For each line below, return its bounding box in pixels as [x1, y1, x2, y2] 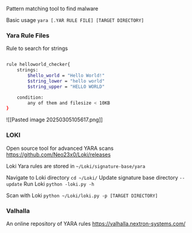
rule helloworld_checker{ [6, 62, 70, 68]
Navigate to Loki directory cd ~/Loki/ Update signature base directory [6, 174, 178, 181]
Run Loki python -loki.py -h [23, 180, 95, 187]
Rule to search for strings [6, 45, 68, 52]
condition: [17, 95, 44, 100]
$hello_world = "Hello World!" [27, 73, 105, 79]
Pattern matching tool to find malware [6, 5, 99, 12]
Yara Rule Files [6, 31, 49, 39]
